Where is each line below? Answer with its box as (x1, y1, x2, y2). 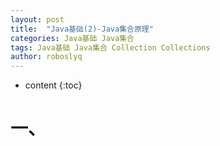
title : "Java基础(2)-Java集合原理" (10, 24, 154, 34)
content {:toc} (24, 79, 83, 91)
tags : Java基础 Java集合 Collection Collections (10, 42, 211, 53)
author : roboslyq (10, 52, 83, 62)
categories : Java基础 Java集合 (10, 33, 135, 43)
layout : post (10, 14, 65, 25)
